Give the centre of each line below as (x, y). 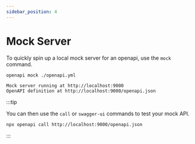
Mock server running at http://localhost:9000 (65, 85)
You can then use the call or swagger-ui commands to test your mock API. (98, 114)
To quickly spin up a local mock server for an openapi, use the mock (89, 58)
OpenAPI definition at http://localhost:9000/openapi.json (81, 91)
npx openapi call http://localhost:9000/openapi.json (75, 124)
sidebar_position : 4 (32, 12)
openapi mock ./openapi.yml (41, 75)
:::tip (12, 102)
